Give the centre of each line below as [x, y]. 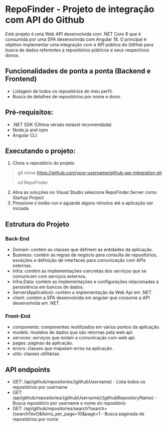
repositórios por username [40, 387]
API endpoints [28, 369]
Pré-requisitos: [29, 113]
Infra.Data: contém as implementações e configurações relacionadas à [86, 282]
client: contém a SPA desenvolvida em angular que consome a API [81, 298]
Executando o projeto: [41, 151]
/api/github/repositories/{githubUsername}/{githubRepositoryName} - [85, 398]
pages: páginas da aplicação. [43, 343]
